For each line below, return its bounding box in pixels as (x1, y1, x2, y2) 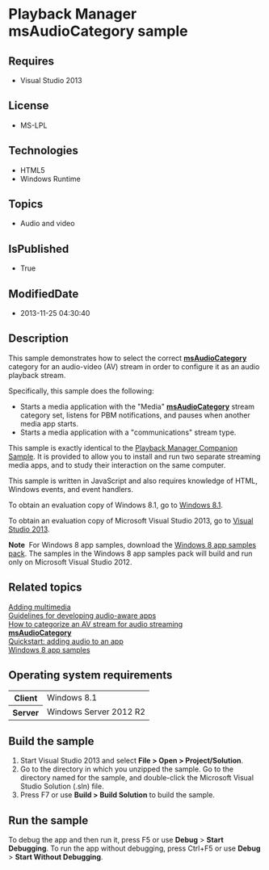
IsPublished (8, 242, 69, 255)
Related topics (8, 581, 82, 595)
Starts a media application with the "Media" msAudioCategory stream (19, 401, 255, 411)
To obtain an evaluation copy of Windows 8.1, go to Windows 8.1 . (8, 500, 224, 510)
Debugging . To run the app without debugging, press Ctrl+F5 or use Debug (8, 843, 261, 853)
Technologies (8, 144, 79, 158)
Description (8, 332, 69, 346)
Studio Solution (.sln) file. (19, 781, 104, 792)
